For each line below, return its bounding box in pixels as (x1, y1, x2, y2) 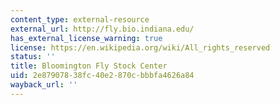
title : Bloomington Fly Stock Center (10, 61, 168, 71)
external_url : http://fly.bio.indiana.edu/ (10, 24, 195, 34)
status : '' (10, 52, 56, 62)
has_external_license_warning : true (10, 33, 163, 43)
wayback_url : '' (10, 80, 78, 90)
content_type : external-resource (10, 14, 150, 25)
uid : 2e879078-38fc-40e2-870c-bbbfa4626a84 (10, 71, 195, 81)
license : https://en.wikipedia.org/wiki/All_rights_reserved (10, 42, 271, 53)
